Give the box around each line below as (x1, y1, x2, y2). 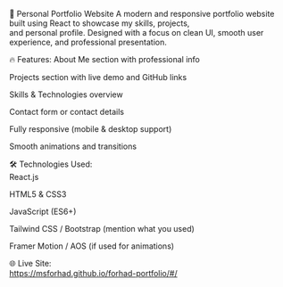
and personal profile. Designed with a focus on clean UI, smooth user (9, 28, 264, 37)
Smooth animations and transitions (9, 141, 137, 152)
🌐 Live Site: (9, 258, 52, 268)
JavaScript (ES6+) (9, 206, 77, 217)
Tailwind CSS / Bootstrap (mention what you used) (9, 224, 195, 234)
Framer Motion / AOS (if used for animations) (9, 241, 175, 251)
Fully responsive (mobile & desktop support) (9, 124, 172, 134)
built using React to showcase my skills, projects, (9, 18, 190, 29)
